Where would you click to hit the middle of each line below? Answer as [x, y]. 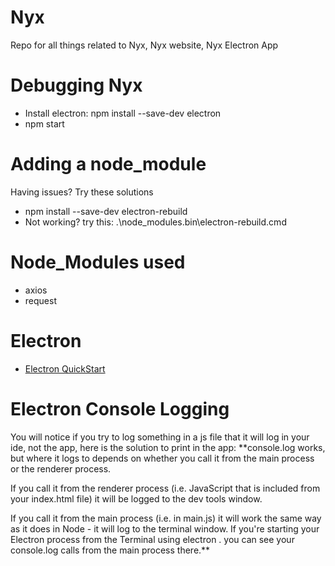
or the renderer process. [61, 468]
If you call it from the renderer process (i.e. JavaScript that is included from [165, 488]
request [40, 300]
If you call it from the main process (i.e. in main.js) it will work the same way [166, 518]
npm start [44, 123]
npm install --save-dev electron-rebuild [106, 211]
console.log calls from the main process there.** [110, 550]
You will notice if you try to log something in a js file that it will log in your [160, 437]
